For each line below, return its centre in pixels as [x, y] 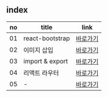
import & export [46, 61]
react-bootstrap [47, 38]
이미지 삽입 [38, 50]
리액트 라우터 [41, 73]
